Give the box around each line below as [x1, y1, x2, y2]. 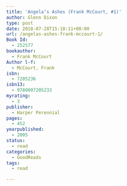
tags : [6, 160, 20, 166]
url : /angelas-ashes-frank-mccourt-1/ [6, 31, 103, 37]
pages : [6, 115, 23, 121]
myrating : [6, 93, 31, 99]
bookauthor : [6, 48, 36, 54]
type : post [6, 20, 34, 26]
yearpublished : [6, 126, 44, 132]
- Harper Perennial [11, 110, 61, 116]
